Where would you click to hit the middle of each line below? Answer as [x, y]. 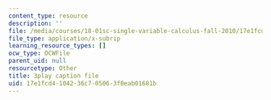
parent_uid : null [38, 61]
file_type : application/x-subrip [65, 38]
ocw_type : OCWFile [39, 53]
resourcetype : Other [43, 69]
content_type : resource [48, 16]
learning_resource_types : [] [57, 46]
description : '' [35, 23]
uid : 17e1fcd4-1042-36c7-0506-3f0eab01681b [83, 83]
